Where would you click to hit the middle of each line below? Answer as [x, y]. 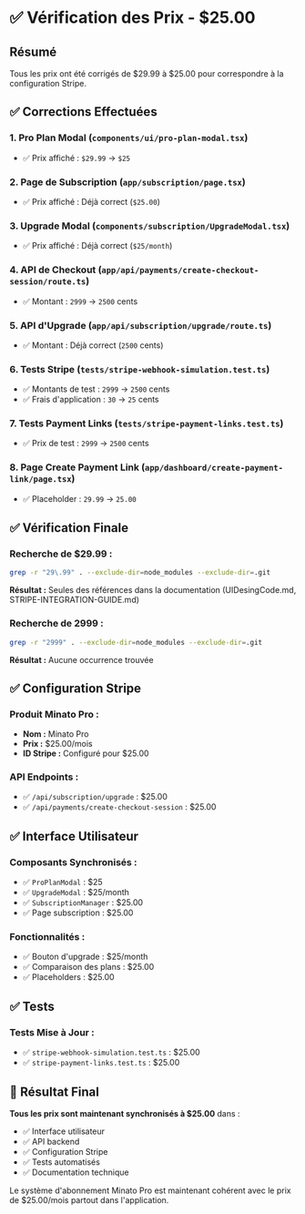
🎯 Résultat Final [55, 1092]
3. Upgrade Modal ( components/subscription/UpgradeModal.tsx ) [150, 226]
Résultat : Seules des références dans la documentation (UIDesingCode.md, [153, 590]
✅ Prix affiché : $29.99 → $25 [76, 158]
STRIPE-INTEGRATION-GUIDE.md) [74, 600]
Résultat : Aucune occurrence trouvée [81, 659]
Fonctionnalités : [47, 937]
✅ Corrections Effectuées [83, 112]
